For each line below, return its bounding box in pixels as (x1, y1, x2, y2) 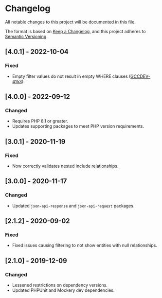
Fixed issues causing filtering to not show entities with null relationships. (12, 243, 157, 248)
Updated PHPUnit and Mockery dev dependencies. (12, 287, 115, 293)
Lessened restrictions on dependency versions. (12, 282, 108, 288)
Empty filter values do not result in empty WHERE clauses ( (12, 73, 131, 79)
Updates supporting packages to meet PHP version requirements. (12, 123, 144, 129)
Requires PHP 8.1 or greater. (12, 118, 68, 124)
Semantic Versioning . (5, 34, 48, 39)
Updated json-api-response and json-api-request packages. (12, 203, 135, 209)
